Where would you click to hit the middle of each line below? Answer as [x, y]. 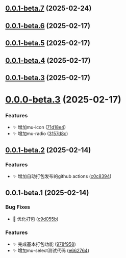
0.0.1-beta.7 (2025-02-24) [48, 8]
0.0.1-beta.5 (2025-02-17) [48, 43]
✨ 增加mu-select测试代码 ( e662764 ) [51, 251]
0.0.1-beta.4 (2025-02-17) [48, 60]
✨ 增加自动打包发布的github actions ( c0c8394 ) [62, 176]
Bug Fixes [18, 207]
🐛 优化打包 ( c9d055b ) [35, 219]
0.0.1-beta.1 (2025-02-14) [47, 192]
